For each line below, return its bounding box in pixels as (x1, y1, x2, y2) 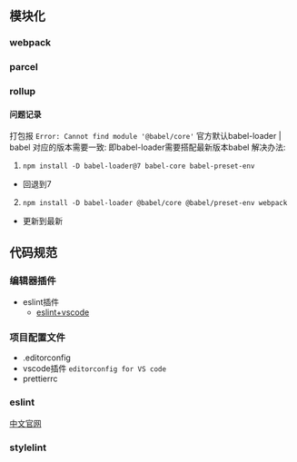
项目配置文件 (9, 330, 66, 343)
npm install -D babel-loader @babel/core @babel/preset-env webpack (22, 199, 288, 208)
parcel (9, 61, 39, 74)
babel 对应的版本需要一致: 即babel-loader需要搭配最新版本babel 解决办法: (9, 142, 286, 152)
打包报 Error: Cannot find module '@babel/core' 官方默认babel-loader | (9, 131, 282, 142)
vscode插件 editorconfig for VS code (22, 363, 166, 374)
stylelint (9, 441, 47, 454)
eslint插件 (22, 297, 59, 308)
